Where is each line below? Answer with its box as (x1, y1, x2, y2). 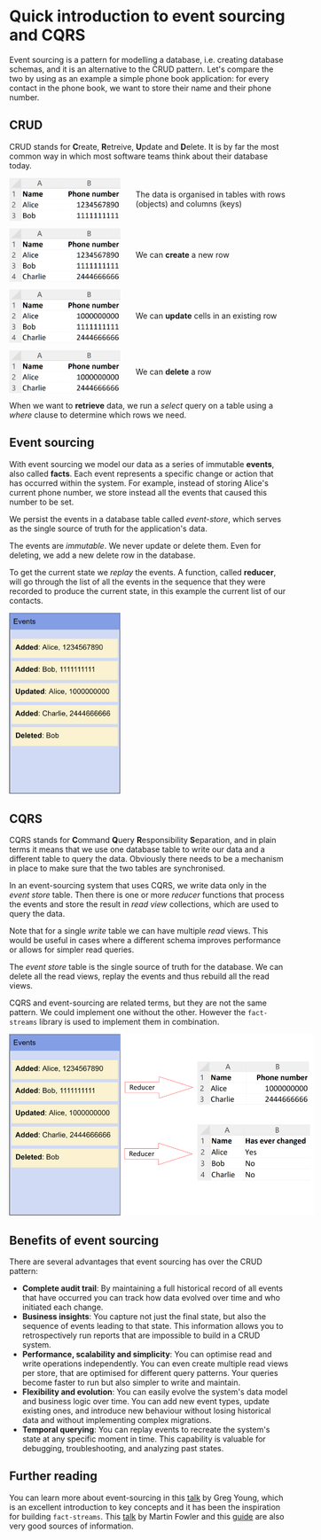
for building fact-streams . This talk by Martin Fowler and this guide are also (9, 1511, 285, 1521)
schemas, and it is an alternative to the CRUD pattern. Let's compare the (9, 64, 274, 74)
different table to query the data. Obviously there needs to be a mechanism (9, 854, 284, 864)
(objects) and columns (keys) (136, 199, 242, 209)
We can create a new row (136, 250, 230, 261)
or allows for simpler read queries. (9, 944, 135, 955)
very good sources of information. (9, 1520, 135, 1531)
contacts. (9, 595, 44, 606)
